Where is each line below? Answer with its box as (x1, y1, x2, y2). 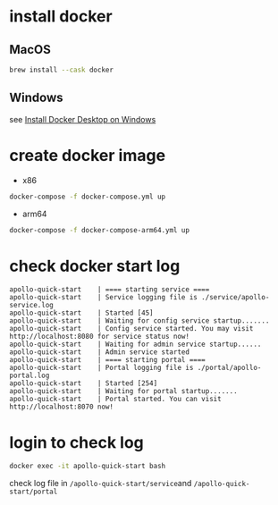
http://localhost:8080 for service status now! (9, 332, 190, 341)
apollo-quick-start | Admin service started (9, 348, 190, 357)
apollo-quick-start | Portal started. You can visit (9, 395, 222, 404)
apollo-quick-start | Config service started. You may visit (9, 324, 254, 333)
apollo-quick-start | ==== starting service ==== (9, 285, 210, 294)
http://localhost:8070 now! (9, 402, 114, 412)
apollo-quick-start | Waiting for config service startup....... (9, 316, 270, 325)
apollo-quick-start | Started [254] (9, 379, 158, 388)
